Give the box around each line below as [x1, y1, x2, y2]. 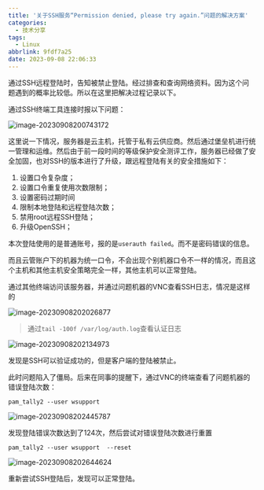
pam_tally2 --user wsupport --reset [8, 444, 132, 451]
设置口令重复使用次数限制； [19, 182, 110, 192]
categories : [8, 19, 47, 27]
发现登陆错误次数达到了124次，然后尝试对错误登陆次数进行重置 [8, 428, 213, 437]
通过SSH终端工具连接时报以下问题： [8, 104, 126, 114]
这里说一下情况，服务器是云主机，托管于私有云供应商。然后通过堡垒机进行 [8, 136, 249, 146]
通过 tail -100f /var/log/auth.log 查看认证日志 [27, 323, 182, 333]
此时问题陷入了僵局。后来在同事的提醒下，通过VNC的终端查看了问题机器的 [8, 372, 251, 381]
